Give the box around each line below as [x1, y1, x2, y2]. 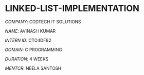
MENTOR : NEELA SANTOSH [5, 65, 62, 71]
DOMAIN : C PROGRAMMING [5, 47, 62, 52]
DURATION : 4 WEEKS [5, 56, 49, 62]
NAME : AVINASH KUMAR [5, 28, 56, 34]
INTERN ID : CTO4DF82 [5, 37, 52, 43]
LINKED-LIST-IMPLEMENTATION [5, 3, 140, 14]
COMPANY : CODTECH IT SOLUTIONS [5, 19, 81, 25]
